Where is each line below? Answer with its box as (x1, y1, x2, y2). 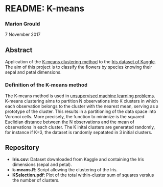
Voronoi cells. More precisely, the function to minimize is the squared (5, 113, 144, 119)
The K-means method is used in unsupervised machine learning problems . (5, 93, 155, 99)
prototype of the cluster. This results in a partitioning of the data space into (5, 108, 157, 114)
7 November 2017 (5, 31, 41, 37)
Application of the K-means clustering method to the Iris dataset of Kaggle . (5, 59, 156, 65)
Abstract (5, 46, 33, 54)
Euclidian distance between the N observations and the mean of (5, 119, 135, 125)
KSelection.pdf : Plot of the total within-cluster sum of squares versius (12, 172, 154, 178)
